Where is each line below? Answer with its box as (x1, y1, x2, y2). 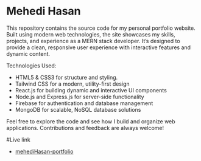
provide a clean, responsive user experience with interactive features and (6, 44, 191, 51)
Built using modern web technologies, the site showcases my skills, (6, 30, 175, 38)
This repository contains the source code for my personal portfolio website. (6, 24, 196, 32)
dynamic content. (6, 50, 51, 57)
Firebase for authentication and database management (15, 99, 153, 107)
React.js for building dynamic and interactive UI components (15, 86, 167, 94)
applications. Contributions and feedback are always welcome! (6, 124, 164, 131)
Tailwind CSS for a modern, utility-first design (15, 80, 130, 87)
